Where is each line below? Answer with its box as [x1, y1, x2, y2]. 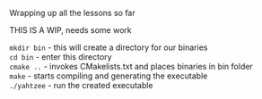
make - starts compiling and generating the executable [9, 70, 208, 81]
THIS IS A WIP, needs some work [9, 25, 132, 35]
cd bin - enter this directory [9, 52, 112, 62]
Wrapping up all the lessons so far [9, 8, 136, 18]
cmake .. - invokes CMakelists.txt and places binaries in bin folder [9, 62, 253, 71]
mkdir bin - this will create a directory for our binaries [9, 42, 208, 53]
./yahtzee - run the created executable [9, 80, 154, 90]
